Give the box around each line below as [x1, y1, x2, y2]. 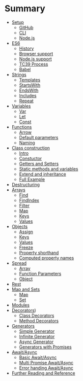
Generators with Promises [19, 344, 72, 350]
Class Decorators [19, 312, 55, 318]
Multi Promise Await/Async [19, 359, 74, 365]
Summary [4, 3, 45, 14]
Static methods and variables [19, 166, 79, 172]
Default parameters [19, 134, 58, 140]
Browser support [19, 50, 54, 57]
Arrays [11, 187, 26, 193]
